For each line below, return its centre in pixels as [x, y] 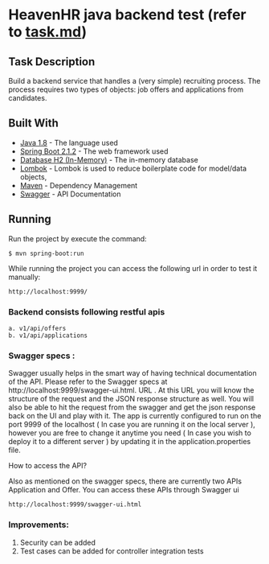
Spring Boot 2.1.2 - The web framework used [94, 151]
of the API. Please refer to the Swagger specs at [88, 382]
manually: [24, 277]
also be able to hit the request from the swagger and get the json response [132, 407]
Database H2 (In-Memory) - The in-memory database [109, 159]
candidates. [28, 98]
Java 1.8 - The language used [69, 142]
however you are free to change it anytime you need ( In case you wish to [130, 433]
